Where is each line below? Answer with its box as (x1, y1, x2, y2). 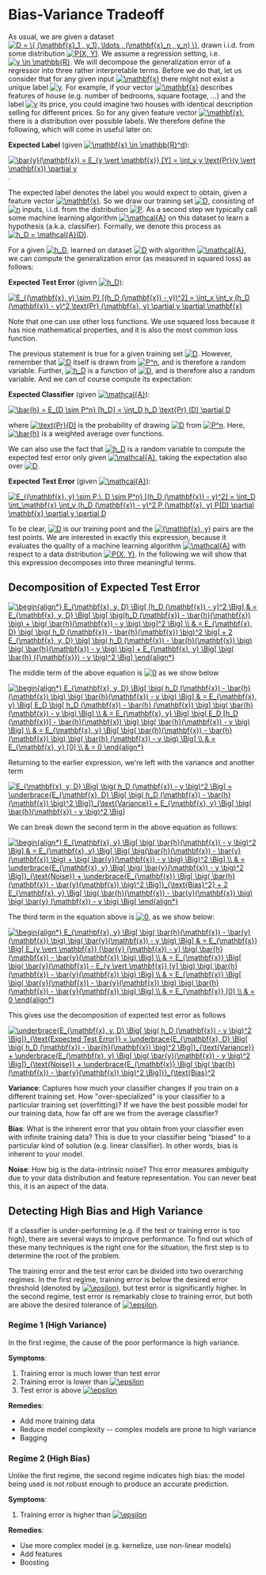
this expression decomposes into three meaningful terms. (8, 557, 196, 567)
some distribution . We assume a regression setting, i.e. (8, 48, 220, 58)
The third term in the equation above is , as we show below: (8, 911, 215, 922)
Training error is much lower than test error (19, 1368, 161, 1378)
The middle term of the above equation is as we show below (8, 668, 219, 677)
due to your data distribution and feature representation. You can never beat (8, 1173, 257, 1182)
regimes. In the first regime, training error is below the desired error (8, 1274, 228, 1284)
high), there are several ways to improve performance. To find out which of (8, 1234, 253, 1243)
